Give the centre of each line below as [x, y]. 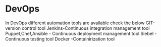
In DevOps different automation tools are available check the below [75, 23]
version [13, 28]
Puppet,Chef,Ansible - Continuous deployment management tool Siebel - [81, 33]
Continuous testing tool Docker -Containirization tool [60, 39]
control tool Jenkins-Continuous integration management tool [86, 28]
